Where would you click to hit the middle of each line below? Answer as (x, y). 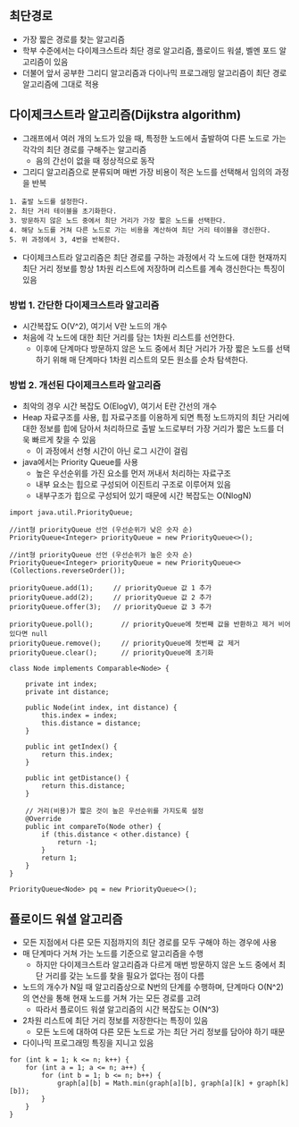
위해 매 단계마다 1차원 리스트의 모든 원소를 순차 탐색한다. (150, 360)
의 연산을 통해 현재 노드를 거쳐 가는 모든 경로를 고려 (111, 998)
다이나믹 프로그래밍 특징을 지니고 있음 (88, 1043)
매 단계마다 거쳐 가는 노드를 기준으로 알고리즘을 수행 (112, 953)
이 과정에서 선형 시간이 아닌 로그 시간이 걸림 (112, 451)
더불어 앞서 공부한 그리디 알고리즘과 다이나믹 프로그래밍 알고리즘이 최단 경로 (154, 72)
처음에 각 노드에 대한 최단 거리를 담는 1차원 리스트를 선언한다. (128, 337)
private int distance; (67, 692)
